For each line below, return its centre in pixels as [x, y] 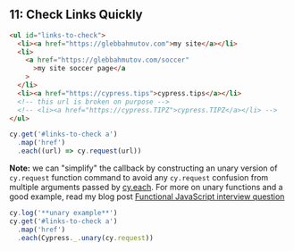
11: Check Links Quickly [76, 15]
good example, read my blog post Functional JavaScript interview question [147, 197]
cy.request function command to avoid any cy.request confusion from [139, 178]
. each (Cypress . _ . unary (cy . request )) [85, 238]
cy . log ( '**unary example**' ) [63, 213]
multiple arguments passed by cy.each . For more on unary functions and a [146, 188]
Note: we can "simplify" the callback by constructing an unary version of [143, 168]
